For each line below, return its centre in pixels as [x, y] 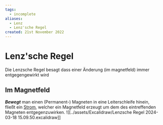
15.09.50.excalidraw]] [39, 117]
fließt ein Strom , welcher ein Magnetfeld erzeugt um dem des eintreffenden [81, 107]
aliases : [14, 18]
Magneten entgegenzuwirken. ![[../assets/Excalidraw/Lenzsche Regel [75, 112]
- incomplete [23, 14]
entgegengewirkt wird [27, 75]
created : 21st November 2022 [35, 32]
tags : [10, 9]
